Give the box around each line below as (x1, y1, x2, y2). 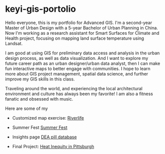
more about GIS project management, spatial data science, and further (5, 71, 149, 77)
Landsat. (5, 40, 23, 46)
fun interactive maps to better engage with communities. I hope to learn (5, 65, 151, 72)
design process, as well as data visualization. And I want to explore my (5, 55, 149, 61)
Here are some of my (5, 105, 48, 111)
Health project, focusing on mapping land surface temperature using (5, 35, 144, 41)
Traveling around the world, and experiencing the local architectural (5, 85, 143, 91)
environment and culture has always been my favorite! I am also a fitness (5, 91, 153, 97)
